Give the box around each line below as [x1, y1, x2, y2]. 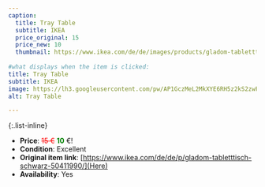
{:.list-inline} [8, 121, 48, 130]
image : [8, 84, 30, 93]
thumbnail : [15, 48, 51, 56]
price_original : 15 [15, 33, 80, 42]
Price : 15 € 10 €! [19, 136, 73, 146]
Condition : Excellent [19, 144, 87, 154]
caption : [8, 11, 37, 20]
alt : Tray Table [8, 92, 62, 100]
